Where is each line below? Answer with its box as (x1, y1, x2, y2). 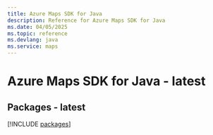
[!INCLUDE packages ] (7, 120, 71, 128)
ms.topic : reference (7, 30, 68, 37)
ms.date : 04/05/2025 (7, 23, 68, 30)
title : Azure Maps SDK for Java (7, 10, 102, 18)
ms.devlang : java (7, 37, 59, 44)
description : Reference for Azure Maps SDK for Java (7, 17, 166, 24)
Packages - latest (7, 101, 86, 113)
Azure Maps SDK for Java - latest (7, 73, 206, 89)
